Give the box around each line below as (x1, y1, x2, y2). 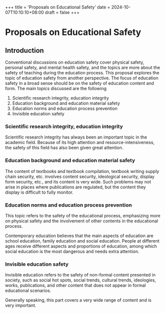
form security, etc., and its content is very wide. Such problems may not (5, 178, 151, 184)
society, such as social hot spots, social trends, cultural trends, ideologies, (5, 277, 156, 283)
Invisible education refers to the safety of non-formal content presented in (5, 272, 156, 278)
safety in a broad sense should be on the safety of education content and (5, 80, 154, 86)
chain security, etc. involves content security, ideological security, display (5, 174, 155, 179)
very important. (5, 303, 36, 309)
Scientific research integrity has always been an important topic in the (5, 134, 147, 140)
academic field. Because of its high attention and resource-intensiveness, (5, 139, 155, 145)
